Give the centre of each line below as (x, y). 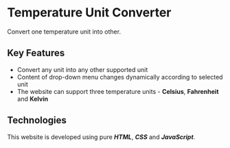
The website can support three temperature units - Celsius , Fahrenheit (118, 91)
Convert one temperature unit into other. (64, 32)
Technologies (37, 120)
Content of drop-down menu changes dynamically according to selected (120, 77)
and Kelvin (33, 99)
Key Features (36, 53)
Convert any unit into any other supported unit (82, 69)
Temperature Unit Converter (89, 13)
